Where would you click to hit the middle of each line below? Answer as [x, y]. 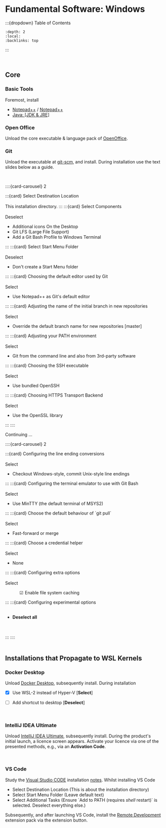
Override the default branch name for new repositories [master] [77, 326]
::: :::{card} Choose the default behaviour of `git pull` [58, 513]
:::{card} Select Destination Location [42, 196]
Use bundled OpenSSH [36, 386]
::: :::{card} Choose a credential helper [44, 543]
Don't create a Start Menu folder [45, 267]
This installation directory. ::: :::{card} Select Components [63, 207]
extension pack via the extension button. [46, 820]
